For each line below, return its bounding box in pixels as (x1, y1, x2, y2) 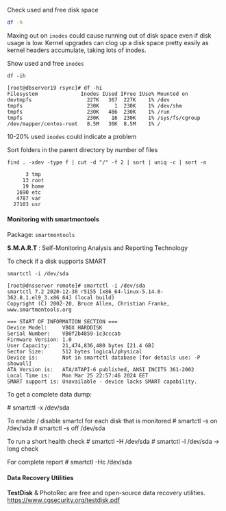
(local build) (74, 295, 115, 301)
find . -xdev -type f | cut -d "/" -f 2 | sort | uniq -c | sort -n (7, 159, 207, 166)
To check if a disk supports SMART (7, 257, 107, 266)
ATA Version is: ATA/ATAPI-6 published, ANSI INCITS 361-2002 (7, 366, 194, 373)
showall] (7, 360, 32, 367)
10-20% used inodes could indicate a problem (7, 132, 137, 140)
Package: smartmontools (7, 231, 75, 239)
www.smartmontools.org (7, 306, 72, 314)
